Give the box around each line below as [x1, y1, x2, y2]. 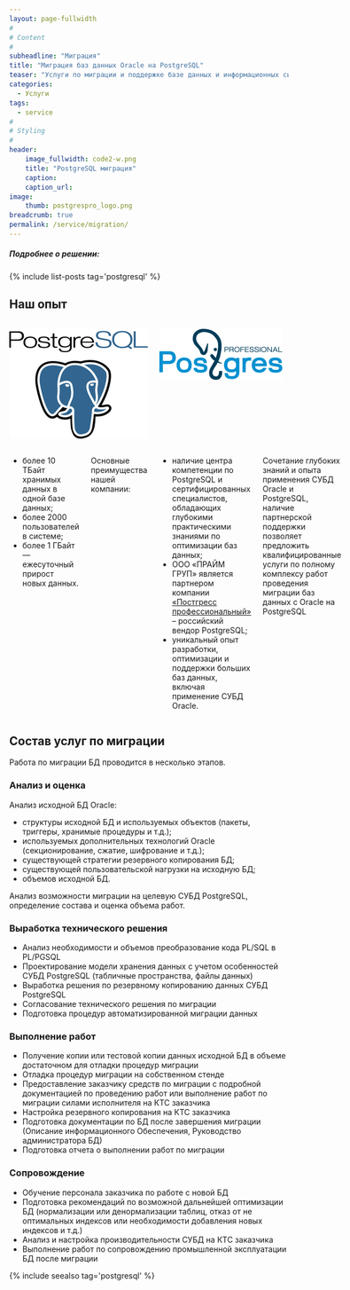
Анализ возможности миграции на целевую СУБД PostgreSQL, [9, 890, 248, 901]
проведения [262, 578, 308, 588]
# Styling [9, 127, 46, 136]
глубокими [172, 511, 214, 523]
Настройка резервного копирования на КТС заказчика [21, 1107, 230, 1118]
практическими [172, 521, 232, 531]
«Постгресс [172, 596, 217, 607]
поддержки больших [172, 662, 251, 673]
